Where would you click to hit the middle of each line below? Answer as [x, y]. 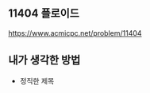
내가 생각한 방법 [44, 60]
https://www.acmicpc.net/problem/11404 [75, 33]
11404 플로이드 [44, 14]
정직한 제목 [37, 80]
